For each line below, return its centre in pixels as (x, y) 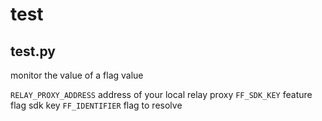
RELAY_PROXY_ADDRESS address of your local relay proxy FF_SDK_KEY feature (161, 94)
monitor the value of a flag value (77, 75)
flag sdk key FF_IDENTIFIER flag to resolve (96, 105)
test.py (33, 51)
